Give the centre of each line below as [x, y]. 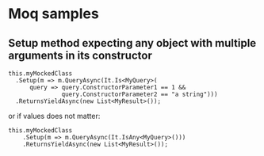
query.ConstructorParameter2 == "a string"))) [140, 94]
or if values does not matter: [54, 116]
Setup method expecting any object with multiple [132, 43]
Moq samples [54, 14]
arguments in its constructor [80, 55]
